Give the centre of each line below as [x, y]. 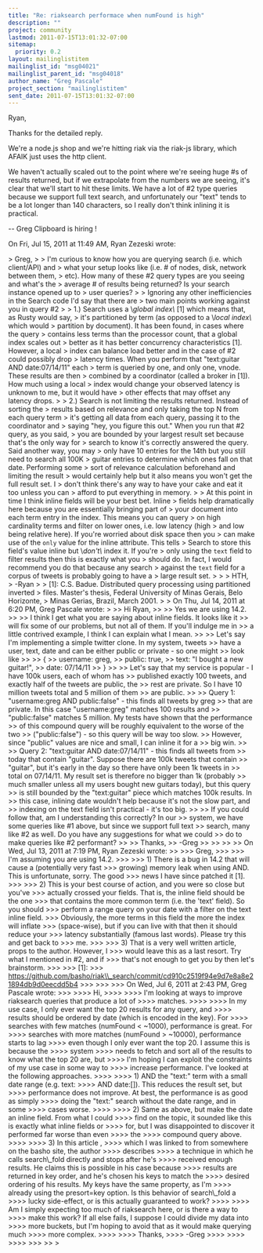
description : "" [34, 23]
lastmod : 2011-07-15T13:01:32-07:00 [68, 37]
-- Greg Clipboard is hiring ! [53, 229]
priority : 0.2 [38, 52]
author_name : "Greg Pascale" [56, 81]
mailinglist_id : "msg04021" [54, 67]
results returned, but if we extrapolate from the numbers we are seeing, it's [129, 180]
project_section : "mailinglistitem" [68, 88]
